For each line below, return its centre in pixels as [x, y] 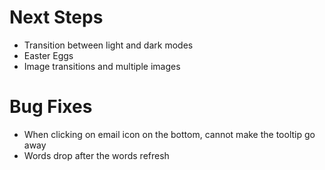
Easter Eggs [48, 55]
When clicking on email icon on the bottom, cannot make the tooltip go [169, 134]
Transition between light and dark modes [108, 45]
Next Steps [56, 17]
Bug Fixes [51, 107]
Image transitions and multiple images [102, 66]
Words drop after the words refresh [96, 155]
